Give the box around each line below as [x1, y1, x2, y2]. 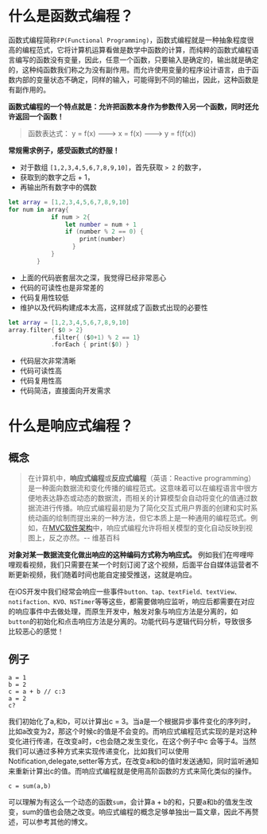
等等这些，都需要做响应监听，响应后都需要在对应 [95, 597, 256, 606]
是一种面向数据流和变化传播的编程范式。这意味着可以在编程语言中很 [27, 483, 251, 493]
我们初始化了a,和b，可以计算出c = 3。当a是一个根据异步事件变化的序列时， [8, 717, 256, 727]
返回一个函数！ [14, 111, 64, 121]
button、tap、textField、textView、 [124, 588, 241, 597]
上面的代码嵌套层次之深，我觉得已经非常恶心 [19, 272, 167, 283]
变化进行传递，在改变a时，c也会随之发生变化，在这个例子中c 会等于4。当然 [8, 737, 257, 746]
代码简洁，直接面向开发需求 [19, 386, 111, 396]
